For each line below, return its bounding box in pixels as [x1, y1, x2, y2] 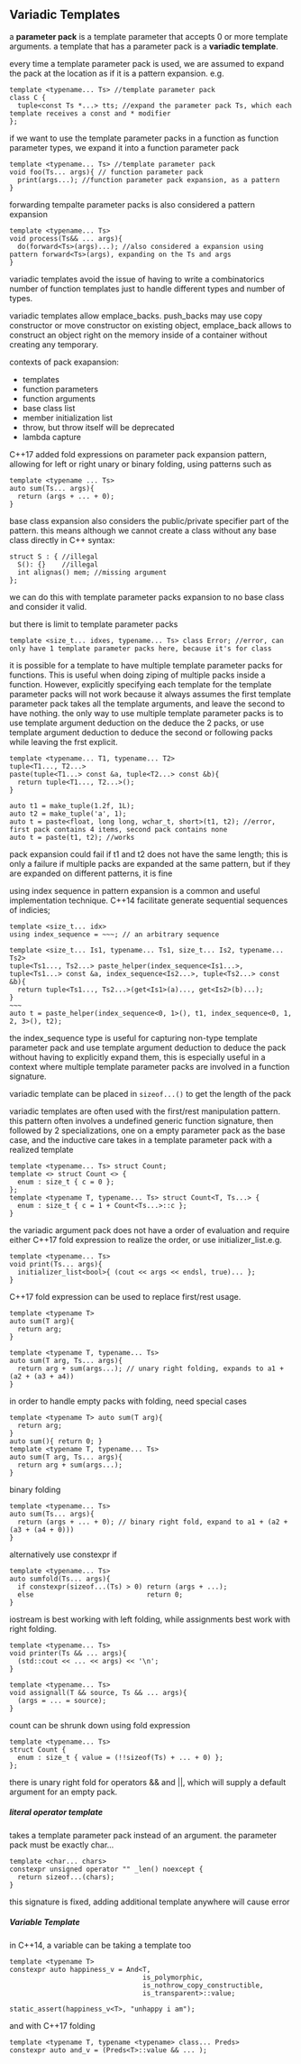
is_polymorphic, [142, 1973, 204, 1982]
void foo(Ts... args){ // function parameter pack [9, 167, 204, 177]
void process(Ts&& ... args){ [9, 234, 123, 243]
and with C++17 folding [9, 2020, 96, 2031]
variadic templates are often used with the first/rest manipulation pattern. [9, 1105, 281, 1117]
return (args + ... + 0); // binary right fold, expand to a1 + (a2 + [17, 1517, 288, 1526]
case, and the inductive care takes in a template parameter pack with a [9, 1134, 273, 1145]
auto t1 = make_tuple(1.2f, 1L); [9, 801, 135, 810]
